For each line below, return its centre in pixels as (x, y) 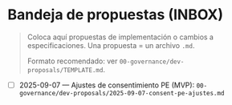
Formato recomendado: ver (72, 61)
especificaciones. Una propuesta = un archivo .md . (111, 45)
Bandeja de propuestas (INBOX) (116, 15)
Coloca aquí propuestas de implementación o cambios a (120, 37)
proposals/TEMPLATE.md (65, 70)
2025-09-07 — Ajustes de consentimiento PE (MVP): (107, 85)
